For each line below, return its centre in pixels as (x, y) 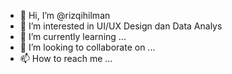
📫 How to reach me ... (66, 58)
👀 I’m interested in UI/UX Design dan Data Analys (121, 26)
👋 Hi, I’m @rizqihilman (65, 15)
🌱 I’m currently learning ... (73, 36)
